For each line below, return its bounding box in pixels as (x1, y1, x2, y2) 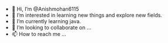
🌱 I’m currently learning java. (11, 18, 81, 24)
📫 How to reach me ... (11, 31, 66, 37)
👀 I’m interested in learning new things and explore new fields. (11, 12, 163, 19)
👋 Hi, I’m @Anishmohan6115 (11, 6, 79, 12)
